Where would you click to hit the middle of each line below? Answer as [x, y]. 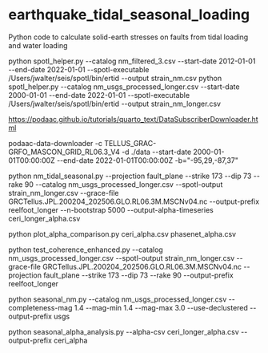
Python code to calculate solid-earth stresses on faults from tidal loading [128, 37]
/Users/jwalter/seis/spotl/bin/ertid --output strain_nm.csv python [115, 78]
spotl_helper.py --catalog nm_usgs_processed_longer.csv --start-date [124, 87]
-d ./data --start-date [156, 152]
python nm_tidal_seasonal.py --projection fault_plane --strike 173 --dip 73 [130, 176]
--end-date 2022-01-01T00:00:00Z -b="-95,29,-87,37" [147, 160]
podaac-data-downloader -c [55, 143]
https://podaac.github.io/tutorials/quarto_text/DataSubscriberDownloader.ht [133, 119]
